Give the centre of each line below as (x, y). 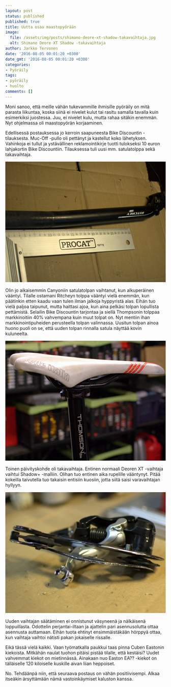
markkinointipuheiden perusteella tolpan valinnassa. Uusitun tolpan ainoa (82, 323)
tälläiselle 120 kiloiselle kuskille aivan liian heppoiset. (60, 664)
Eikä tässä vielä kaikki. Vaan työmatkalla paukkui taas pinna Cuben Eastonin (85, 647)
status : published (25, 16)
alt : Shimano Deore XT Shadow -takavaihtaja (58, 43)
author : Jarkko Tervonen (32, 48)
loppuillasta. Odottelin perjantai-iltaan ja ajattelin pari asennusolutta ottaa (82, 626)
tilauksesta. (17, 138)
